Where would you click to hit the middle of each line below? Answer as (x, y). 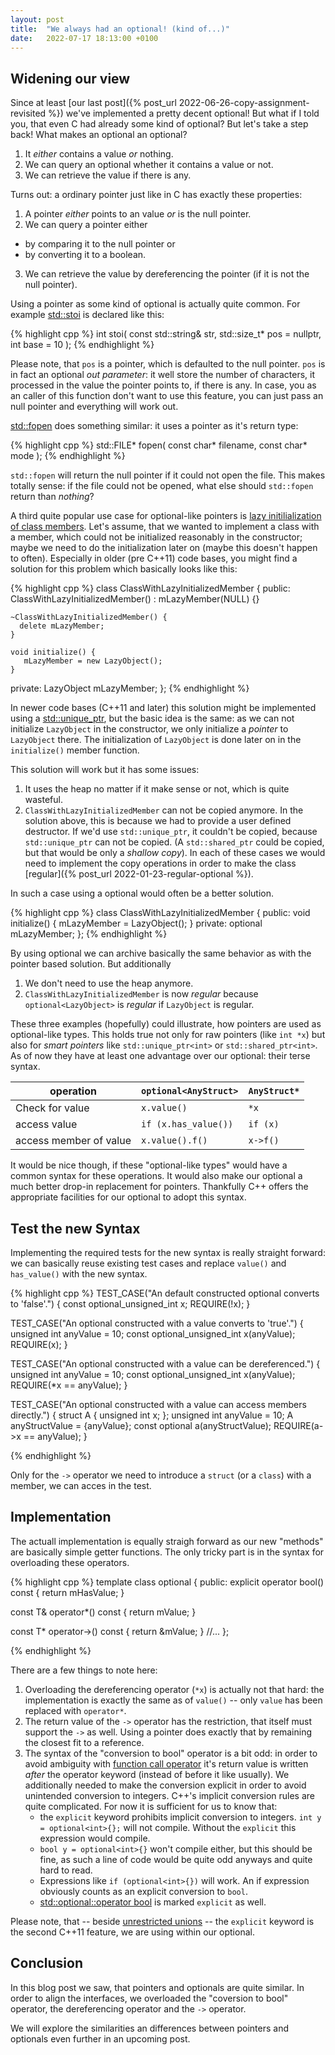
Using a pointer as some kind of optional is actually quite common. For (155, 304)
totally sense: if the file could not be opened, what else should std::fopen (162, 486)
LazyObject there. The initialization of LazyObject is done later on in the (156, 740)
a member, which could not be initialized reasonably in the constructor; (156, 537)
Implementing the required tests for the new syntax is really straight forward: (168, 1252)
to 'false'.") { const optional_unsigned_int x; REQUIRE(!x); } (130, 1304)
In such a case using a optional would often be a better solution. (142, 893)
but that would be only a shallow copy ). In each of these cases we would (175, 853)
